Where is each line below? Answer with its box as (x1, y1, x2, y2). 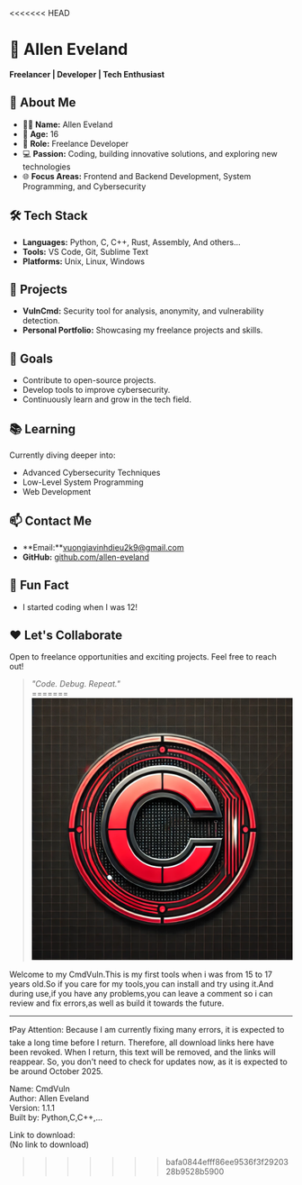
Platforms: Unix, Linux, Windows (22, 256, 146, 267)
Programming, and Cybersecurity (22, 180, 147, 192)
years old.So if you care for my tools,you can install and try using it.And (9, 978, 274, 989)
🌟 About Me (9, 95, 76, 111)
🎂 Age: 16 (22, 128, 59, 139)
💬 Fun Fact (9, 578, 69, 593)
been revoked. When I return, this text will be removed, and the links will (9, 1046, 276, 1057)
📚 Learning (9, 421, 76, 436)
